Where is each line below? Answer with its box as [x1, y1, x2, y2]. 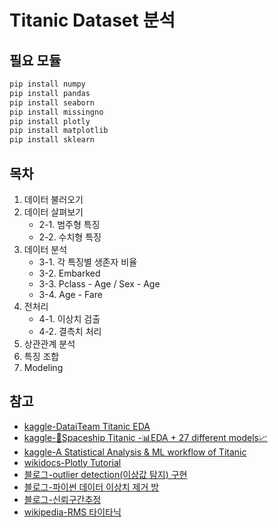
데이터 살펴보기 [23, 206, 84, 218]
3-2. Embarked [38, 267, 101, 279]
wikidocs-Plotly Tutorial [23, 456, 122, 468]
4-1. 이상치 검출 [38, 312, 101, 325]
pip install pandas [9, 88, 91, 98]
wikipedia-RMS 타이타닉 [23, 506, 122, 518]
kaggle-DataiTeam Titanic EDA [23, 420, 151, 432]
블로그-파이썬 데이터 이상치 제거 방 [23, 481, 160, 493]
